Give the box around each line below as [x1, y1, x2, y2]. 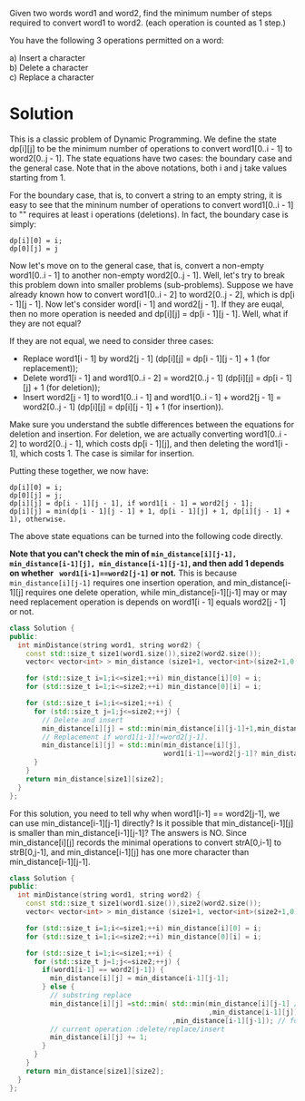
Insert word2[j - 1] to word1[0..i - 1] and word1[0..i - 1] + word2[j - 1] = [22, 391, 281, 402]
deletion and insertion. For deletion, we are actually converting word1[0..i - [9, 428, 288, 439]
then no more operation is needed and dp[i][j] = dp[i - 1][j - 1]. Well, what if [9, 308, 289, 319]
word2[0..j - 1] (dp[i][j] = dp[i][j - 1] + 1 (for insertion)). [22, 401, 224, 412]
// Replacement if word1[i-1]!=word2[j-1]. [42, 732, 209, 742]
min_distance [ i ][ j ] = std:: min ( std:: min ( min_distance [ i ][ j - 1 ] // [49, 998, 302, 1008]
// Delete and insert [42, 715, 124, 724]
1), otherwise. [9, 515, 67, 524]
